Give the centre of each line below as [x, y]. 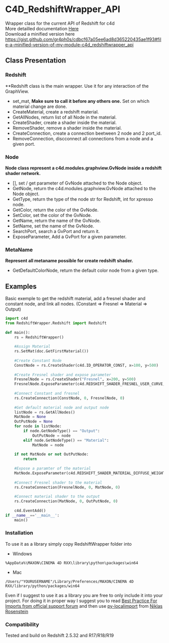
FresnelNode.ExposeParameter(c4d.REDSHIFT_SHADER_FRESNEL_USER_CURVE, [90, 384]
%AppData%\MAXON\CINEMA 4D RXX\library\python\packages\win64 [72, 563]
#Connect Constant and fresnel [47, 394]
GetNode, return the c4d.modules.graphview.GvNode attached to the [84, 188]
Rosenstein [17, 611]
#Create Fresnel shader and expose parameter [63, 375]
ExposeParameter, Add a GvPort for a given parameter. [69, 237]
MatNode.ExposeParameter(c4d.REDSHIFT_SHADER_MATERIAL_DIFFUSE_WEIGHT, [91, 473]
